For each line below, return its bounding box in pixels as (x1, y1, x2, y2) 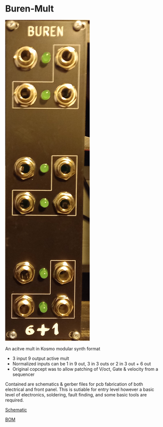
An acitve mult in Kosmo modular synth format (5, 345, 101, 351)
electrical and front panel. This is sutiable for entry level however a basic (5, 386, 155, 392)
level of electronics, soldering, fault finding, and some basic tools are (5, 391, 147, 397)
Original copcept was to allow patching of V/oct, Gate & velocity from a (12, 366, 159, 372)
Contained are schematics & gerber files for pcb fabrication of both (5, 381, 144, 387)
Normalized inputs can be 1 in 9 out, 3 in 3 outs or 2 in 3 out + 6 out (12, 360, 151, 366)
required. (5, 397, 24, 403)
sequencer (12, 371, 35, 377)
